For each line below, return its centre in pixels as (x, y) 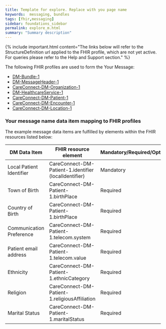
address (17, 255)
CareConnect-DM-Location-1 (42, 108)
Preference (21, 234)
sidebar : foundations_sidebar (36, 24)
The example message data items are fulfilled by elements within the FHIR (81, 132)
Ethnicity (18, 272)
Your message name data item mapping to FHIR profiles (73, 121)
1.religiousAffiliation (72, 299)
